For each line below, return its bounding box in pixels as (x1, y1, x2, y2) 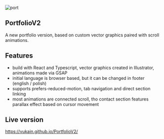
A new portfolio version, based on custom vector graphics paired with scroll (5, 32, 160, 38)
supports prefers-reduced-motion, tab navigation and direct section (12, 85, 151, 91)
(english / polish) (12, 80, 47, 86)
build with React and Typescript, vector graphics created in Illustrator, (12, 65, 154, 70)
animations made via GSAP (12, 69, 68, 76)
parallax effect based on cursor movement (12, 101, 99, 107)
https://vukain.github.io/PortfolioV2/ (5, 129, 78, 135)
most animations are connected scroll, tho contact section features (12, 96, 149, 102)
